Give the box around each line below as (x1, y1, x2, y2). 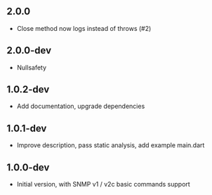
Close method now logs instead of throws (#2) (16, 24, 152, 32)
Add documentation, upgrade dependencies (16, 102, 145, 111)
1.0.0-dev (6, 161, 50, 173)
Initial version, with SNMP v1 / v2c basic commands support (16, 180, 190, 189)
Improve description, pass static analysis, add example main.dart (16, 141, 205, 149)
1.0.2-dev (6, 83, 50, 95)
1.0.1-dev (6, 122, 47, 134)
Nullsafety (16, 63, 47, 72)
